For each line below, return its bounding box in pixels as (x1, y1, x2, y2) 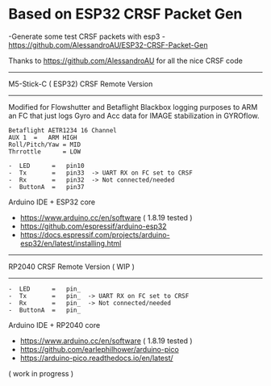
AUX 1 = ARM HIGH (8, 133, 78, 141)
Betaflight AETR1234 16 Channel (8, 126, 117, 134)
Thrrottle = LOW (8, 147, 81, 156)
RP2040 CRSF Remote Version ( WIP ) (8, 262, 135, 271)
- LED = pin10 (8, 162, 85, 170)
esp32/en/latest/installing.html (19, 238, 122, 248)
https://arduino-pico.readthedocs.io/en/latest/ (19, 353, 173, 363)
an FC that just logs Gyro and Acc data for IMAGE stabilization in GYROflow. (8, 111, 260, 120)
